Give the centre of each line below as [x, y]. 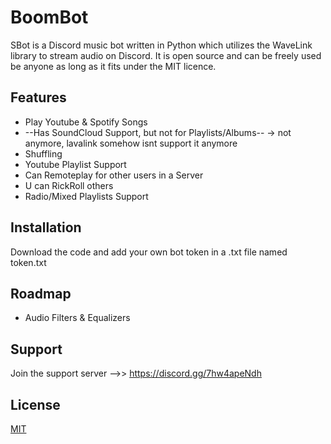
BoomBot [49, 17]
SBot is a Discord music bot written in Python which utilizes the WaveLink [161, 45]
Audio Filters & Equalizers [77, 318]
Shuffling [43, 153]
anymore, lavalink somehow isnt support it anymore [131, 143]
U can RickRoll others [69, 185]
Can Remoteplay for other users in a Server [114, 175]
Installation [46, 227]
